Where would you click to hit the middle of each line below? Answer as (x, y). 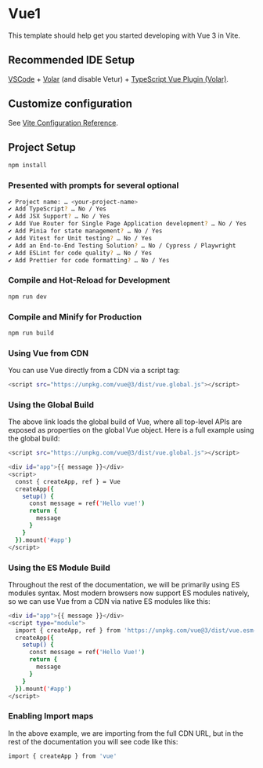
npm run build (31, 333)
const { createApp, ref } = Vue (68, 481)
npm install (27, 166)
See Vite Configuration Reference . (63, 123)
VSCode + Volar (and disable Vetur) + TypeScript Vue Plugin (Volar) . (119, 79)
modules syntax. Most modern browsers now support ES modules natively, (129, 593)
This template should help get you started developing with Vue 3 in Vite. (124, 35)
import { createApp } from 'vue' (63, 756)
